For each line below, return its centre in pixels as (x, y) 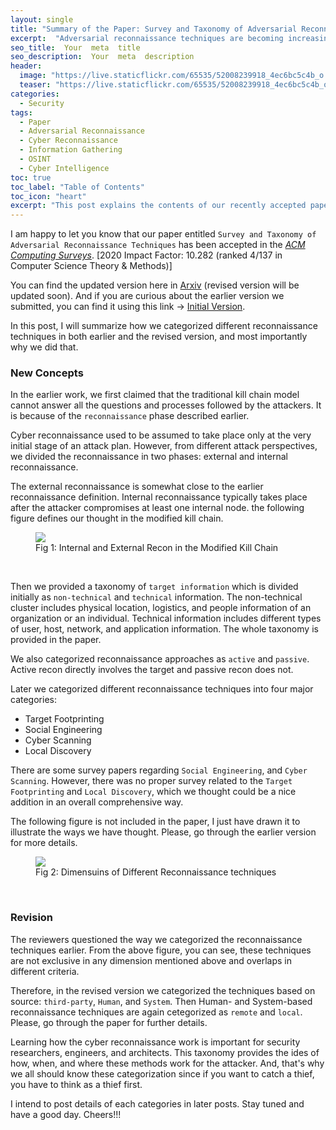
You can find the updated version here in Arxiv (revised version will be (155, 285)
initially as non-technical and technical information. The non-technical (156, 597)
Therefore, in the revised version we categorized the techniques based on (163, 990)
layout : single (42, 19)
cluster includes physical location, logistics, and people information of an (161, 608)
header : (26, 66)
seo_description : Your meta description (102, 57)
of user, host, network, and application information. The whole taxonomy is (164, 629)
